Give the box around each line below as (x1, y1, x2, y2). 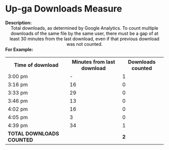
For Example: (5, 46, 34, 52)
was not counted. (66, 41, 103, 47)
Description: (5, 20, 32, 26)
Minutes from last (71, 58, 116, 65)
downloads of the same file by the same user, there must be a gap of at (11, 30, 158, 36)
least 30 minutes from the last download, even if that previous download (10, 36, 159, 42)
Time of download (14, 61, 59, 68)
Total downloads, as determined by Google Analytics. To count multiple (11, 25, 158, 31)
